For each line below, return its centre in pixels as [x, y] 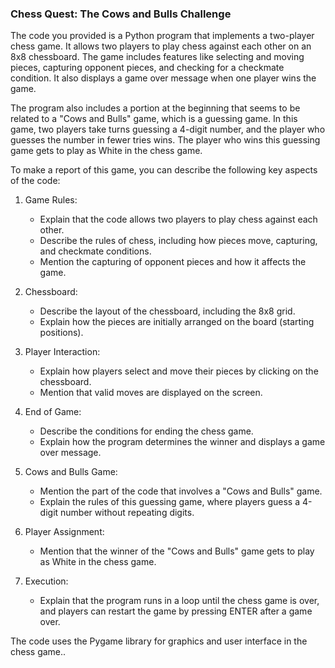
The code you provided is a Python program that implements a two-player [162, 36]
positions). [61, 333]
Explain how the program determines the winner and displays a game [182, 442]
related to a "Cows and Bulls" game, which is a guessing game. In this [154, 119]
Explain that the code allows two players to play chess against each [178, 219]
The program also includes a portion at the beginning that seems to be [155, 108]
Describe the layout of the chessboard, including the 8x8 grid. [167, 311]
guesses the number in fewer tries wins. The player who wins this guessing [165, 140]
